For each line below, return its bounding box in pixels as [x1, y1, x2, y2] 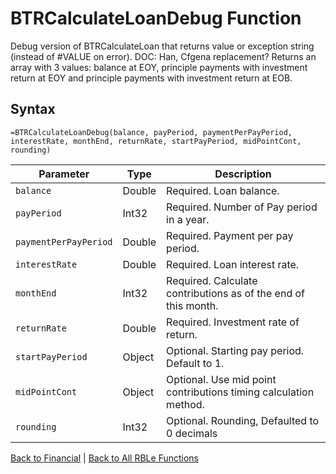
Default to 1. [166, 356, 225, 370]
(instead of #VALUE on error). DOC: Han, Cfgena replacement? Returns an [10, 50, 317, 62]
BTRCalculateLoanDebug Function [10, 7, 302, 30]
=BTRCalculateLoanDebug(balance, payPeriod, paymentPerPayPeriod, [10, 127, 293, 137]
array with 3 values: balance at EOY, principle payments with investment [10, 61, 308, 73]
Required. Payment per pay [166, 228, 294, 242]
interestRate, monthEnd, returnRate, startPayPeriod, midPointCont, [10, 136, 302, 146]
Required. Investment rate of [166, 315, 300, 329]
